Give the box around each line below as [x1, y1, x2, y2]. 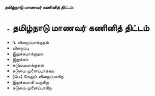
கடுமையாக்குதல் [12, 62, 44, 68]
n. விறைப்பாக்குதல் [12, 39, 49, 45]
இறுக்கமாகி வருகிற [12, 79, 49, 85]
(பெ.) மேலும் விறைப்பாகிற [12, 73, 64, 79]
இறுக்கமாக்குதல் [12, 51, 44, 57]
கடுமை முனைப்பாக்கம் [12, 68, 54, 74]
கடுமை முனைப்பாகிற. [12, 84, 53, 90]
